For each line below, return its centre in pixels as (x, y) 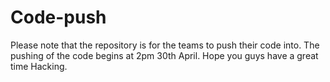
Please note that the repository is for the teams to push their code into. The (165, 45)
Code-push (58, 17)
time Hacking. (39, 66)
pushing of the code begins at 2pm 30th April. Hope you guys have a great (164, 55)
